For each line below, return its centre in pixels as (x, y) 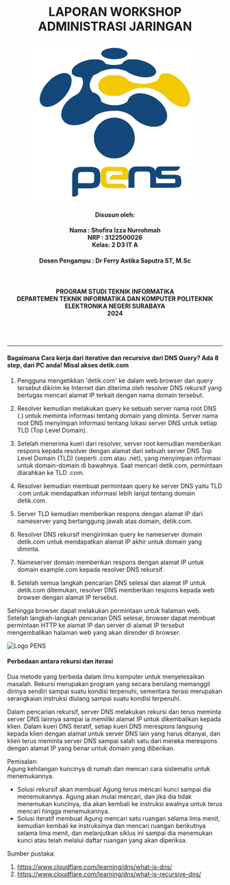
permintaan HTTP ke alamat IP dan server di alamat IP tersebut (96, 625)
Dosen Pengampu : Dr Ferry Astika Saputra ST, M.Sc (115, 260)
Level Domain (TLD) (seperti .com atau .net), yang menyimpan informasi (119, 458)
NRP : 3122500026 (115, 238)
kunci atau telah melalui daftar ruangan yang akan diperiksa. (102, 840)
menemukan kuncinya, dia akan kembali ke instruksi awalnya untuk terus (119, 803)
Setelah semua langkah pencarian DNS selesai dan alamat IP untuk (112, 583)
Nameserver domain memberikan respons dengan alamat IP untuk (110, 562)
